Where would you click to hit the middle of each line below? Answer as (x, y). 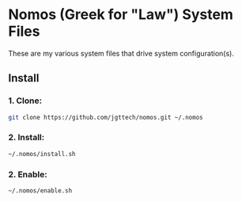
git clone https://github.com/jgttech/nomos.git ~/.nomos (106, 117)
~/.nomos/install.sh (42, 154)
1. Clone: (25, 101)
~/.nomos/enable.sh (40, 191)
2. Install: (26, 138)
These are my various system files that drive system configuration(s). (121, 53)
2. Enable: (28, 174)
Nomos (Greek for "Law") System (121, 15)
